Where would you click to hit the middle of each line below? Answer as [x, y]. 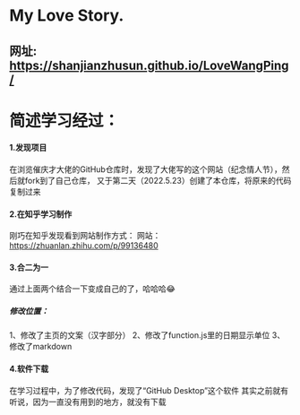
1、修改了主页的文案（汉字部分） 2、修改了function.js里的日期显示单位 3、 [147, 335]
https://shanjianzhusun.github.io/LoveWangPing [149, 65]
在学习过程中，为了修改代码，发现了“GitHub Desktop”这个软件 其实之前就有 [149, 390]
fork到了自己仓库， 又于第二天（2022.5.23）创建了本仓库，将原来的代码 [158, 180]
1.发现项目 [28, 148]
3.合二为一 [29, 267]
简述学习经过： [64, 121]
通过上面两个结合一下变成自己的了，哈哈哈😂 [93, 289]
